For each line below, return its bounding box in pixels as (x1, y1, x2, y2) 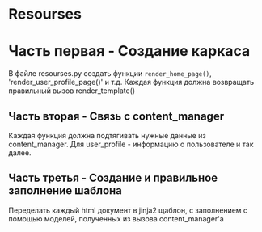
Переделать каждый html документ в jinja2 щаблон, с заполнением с (8, 205, 248, 215)
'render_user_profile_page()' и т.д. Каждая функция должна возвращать (8, 78, 255, 87)
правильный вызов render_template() (8, 86, 136, 95)
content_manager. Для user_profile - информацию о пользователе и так (8, 139, 254, 149)
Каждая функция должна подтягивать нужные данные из (8, 130, 206, 140)
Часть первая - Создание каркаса (8, 42, 251, 61)
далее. (8, 147, 32, 158)
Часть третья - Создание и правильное (8, 171, 218, 185)
